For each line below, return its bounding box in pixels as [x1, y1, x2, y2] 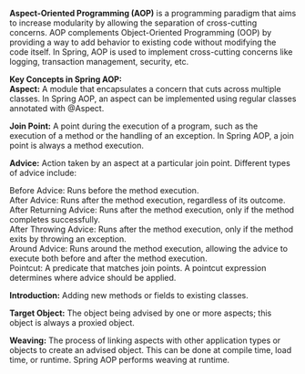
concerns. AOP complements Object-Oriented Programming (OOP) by [9, 27, 272, 37]
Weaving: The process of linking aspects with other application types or [9, 335, 281, 346]
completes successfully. [9, 214, 100, 224]
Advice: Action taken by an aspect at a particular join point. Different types [9, 158, 291, 168]
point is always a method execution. [9, 140, 144, 151]
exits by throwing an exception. [9, 234, 127, 244]
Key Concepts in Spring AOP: [9, 74, 123, 85]
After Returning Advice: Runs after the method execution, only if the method [9, 204, 294, 215]
